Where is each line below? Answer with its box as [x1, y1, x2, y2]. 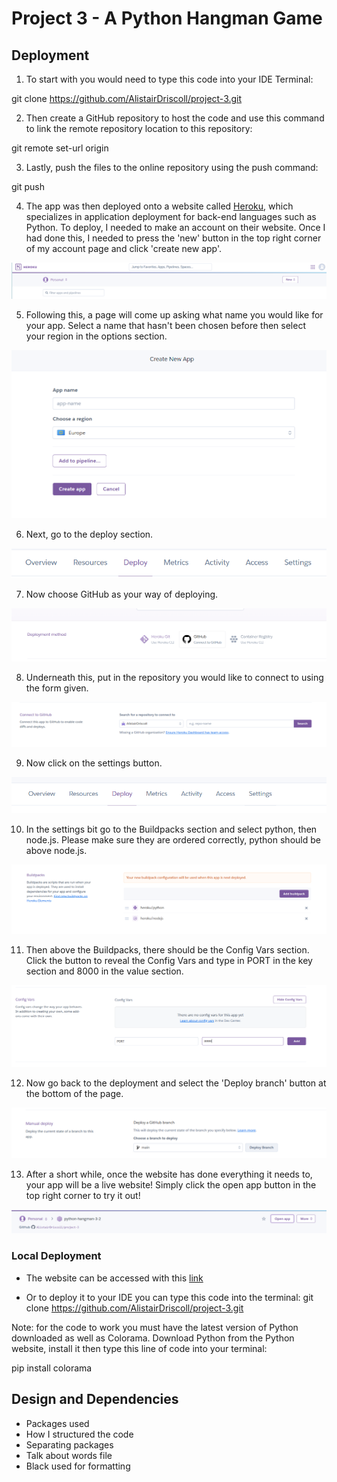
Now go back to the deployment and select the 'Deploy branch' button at [25, 1077, 327, 1089]
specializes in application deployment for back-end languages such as [25, 211, 317, 222]
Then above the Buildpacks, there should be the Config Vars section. [25, 943, 310, 956]
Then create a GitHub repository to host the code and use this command [25, 112, 325, 124]
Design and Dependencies [11, 1391, 179, 1408]
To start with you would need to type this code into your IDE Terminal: [25, 73, 314, 85]
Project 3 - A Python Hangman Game [11, 7, 323, 30]
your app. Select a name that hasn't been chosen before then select [25, 319, 306, 331]
